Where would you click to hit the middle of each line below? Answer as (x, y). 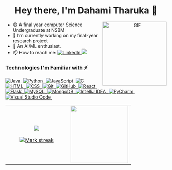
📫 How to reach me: (35, 52)
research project (30, 41)
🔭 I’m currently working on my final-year (55, 35)
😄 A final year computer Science (48, 25)
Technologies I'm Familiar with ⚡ (47, 67)
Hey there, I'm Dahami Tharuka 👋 (86, 10)
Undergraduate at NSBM (39, 30)
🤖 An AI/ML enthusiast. (37, 46)
